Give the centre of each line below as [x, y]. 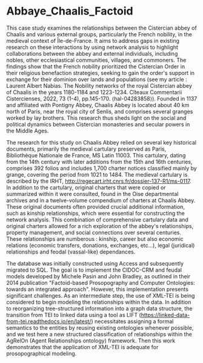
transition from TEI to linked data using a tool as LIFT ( [74, 315]
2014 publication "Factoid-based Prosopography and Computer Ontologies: [101, 283]
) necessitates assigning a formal [132, 321]
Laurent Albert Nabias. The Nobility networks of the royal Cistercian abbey [99, 85]
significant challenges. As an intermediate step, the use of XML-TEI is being [101, 295]
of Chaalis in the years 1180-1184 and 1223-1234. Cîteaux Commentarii [94, 92]
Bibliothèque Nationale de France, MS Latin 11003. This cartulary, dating [96, 155]
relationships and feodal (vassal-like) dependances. [71, 252]
